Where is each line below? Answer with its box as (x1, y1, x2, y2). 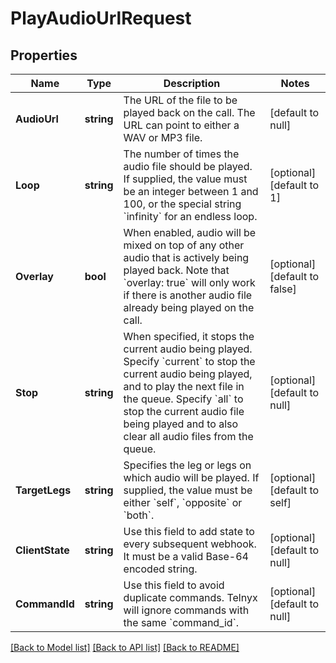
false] (269, 282, 297, 296)
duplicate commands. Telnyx (123, 591, 258, 604)
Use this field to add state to (123, 525, 255, 538)
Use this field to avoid (123, 578, 225, 592)
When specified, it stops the (123, 330, 255, 343)
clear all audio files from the (123, 430, 254, 443)
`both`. (123, 508, 155, 522)
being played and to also (123, 417, 239, 431)
